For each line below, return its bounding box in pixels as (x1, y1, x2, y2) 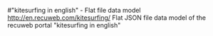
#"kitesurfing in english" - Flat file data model (7, 6, 141, 14)
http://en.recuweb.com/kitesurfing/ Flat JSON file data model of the (7, 13, 207, 22)
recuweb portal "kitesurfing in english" (7, 21, 121, 29)
